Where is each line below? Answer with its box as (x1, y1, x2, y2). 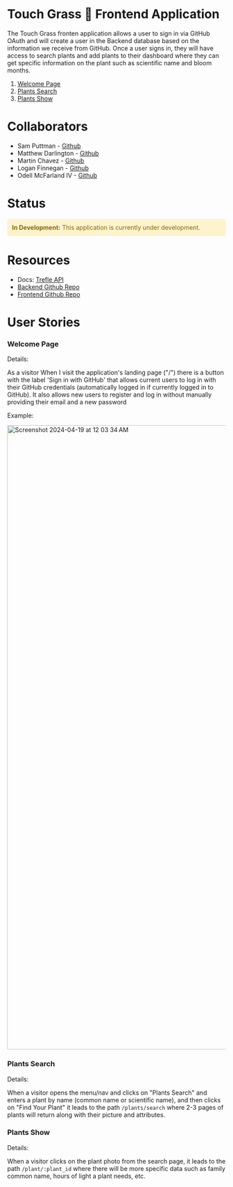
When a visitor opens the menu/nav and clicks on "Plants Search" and (7, 1088, 207, 1097)
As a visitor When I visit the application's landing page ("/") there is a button (7, 368, 224, 377)
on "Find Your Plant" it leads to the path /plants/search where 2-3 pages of (7, 1103, 224, 1111)
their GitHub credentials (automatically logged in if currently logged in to (7, 383, 214, 392)
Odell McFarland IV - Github (17, 171, 98, 179)
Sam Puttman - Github (17, 142, 81, 150)
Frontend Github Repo (17, 290, 81, 298)
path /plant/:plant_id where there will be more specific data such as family (7, 1164, 225, 1172)
